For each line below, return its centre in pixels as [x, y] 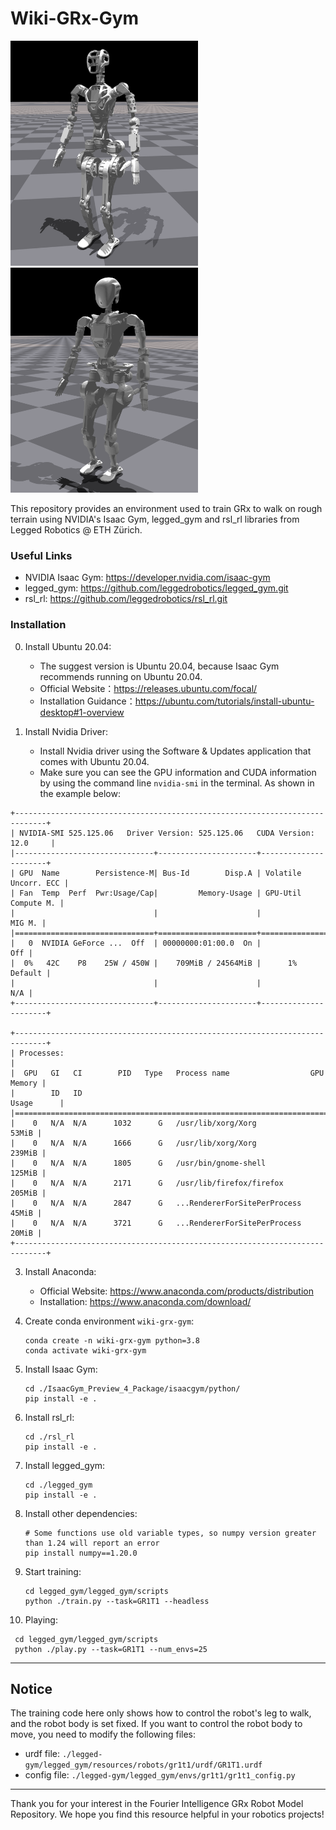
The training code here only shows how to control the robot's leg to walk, [161, 1713]
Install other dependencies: [81, 1513]
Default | [31, 973]
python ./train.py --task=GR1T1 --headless [117, 1601]
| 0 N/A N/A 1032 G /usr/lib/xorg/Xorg [133, 1123]
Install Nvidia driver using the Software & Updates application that [175, 751]
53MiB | [26, 1133]
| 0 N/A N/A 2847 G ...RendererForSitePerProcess [156, 1203]
